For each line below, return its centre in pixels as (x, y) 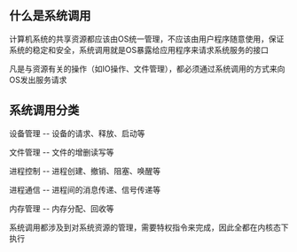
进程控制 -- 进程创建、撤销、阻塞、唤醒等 (85, 171)
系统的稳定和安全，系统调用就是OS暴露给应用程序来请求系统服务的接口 (139, 50)
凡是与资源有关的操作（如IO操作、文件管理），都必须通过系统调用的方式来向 (147, 68)
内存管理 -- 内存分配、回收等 (62, 208)
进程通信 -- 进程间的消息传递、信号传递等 (85, 189)
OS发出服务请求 (38, 80)
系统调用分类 (44, 110)
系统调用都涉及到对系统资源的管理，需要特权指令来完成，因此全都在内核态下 (149, 227)
